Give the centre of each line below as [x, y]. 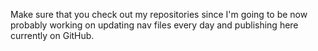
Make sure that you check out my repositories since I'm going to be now [159, 14]
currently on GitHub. [52, 35]
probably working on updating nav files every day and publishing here [154, 25]
